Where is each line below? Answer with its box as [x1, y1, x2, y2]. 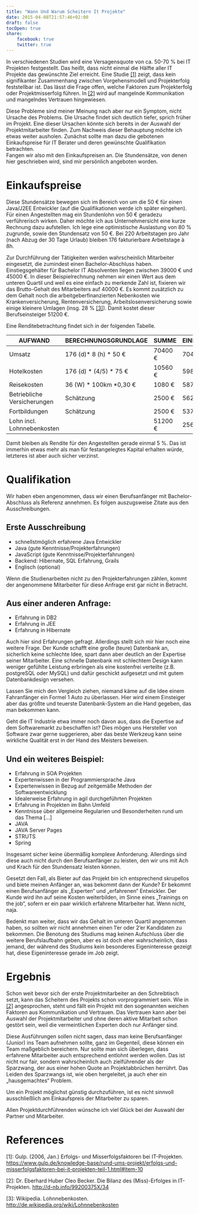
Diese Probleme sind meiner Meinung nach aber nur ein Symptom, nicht [6, 107, 182, 115]
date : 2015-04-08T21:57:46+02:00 [6, 14, 89, 20]
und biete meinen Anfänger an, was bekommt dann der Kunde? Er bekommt [6, 881, 191, 888]
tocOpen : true [6, 25, 41, 31]
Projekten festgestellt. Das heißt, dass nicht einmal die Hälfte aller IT [6, 64, 173, 71]
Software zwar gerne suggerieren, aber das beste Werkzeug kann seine [6, 731, 182, 738]
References [6, 1133, 64, 1147]
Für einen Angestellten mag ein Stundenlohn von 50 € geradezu [6, 211, 162, 218]
